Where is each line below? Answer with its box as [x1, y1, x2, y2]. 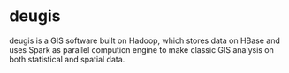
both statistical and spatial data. [9, 54, 125, 64]
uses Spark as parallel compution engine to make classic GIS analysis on [9, 44, 274, 55]
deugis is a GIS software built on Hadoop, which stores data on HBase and [9, 35, 281, 46]
